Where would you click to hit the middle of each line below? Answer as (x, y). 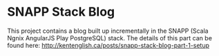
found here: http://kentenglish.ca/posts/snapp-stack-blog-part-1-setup (108, 45)
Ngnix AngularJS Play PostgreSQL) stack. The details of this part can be (110, 38)
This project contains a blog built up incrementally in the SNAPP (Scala (108, 31)
